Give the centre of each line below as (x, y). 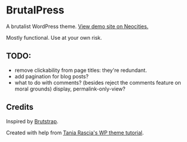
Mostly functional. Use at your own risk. (54, 37)
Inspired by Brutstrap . (32, 121)
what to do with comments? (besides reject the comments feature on (98, 82)
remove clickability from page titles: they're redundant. (81, 70)
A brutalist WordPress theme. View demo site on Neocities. (77, 26)
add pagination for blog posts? (52, 76)
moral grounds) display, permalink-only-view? (70, 89)
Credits (20, 107)
